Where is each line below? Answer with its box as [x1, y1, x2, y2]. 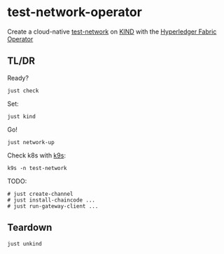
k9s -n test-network [7, 164, 68, 171]
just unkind [7, 240, 42, 247]
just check [7, 87, 39, 94]
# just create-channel [7, 190, 73, 197]
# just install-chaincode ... [7, 197, 96, 204]
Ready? [7, 73, 29, 82]
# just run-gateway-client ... [7, 202, 99, 210]
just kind [7, 113, 36, 120]
